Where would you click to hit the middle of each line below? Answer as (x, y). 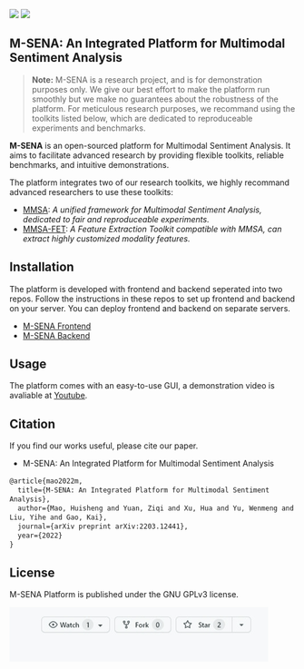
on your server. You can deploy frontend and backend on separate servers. (150, 308)
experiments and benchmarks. (88, 128)
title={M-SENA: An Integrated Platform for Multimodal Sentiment (144, 490)
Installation (42, 267)
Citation (33, 423)
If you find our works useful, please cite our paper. (104, 446)
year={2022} (40, 536)
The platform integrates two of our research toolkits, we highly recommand (150, 182)
